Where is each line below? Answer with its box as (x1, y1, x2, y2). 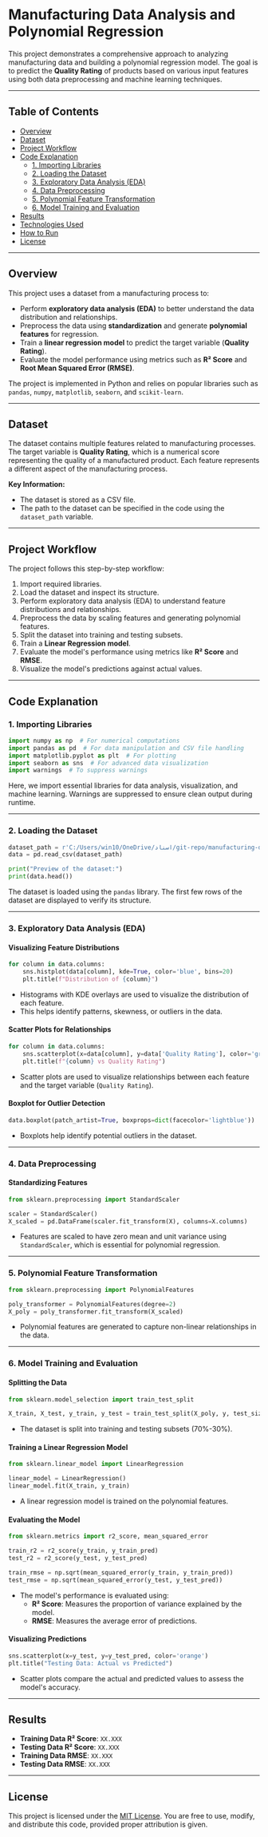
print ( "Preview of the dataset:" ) (8, 865, 124, 873)
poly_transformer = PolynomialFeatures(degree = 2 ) (8, 1300, 177, 1308)
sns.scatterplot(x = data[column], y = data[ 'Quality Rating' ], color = (22, 1049, 251, 1058)
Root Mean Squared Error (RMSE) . (19, 363, 135, 373)
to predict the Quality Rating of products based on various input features (8, 65, 249, 75)
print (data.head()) (8, 872, 73, 881)
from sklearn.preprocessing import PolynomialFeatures (8, 1286, 195, 1294)
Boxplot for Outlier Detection (8, 1099, 106, 1108)
